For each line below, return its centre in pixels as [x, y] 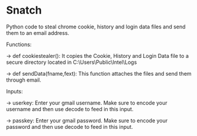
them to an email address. [38, 33]
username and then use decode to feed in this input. [70, 109]
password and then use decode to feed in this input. [70, 127]
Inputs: [14, 91]
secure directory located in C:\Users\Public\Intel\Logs [72, 62]
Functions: [19, 44]
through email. [24, 80]
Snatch [24, 10]
